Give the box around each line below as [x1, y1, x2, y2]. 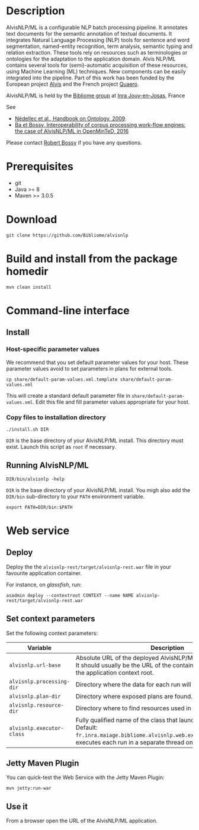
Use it [6, 802, 28, 812]
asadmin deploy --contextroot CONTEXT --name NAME [6, 592, 134, 598]
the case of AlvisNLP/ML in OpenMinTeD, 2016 [14, 127, 129, 135]
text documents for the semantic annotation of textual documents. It [6, 30, 172, 37]
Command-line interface [6, 304, 130, 317]
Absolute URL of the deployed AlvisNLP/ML [75, 653, 197, 662]
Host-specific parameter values [6, 345, 100, 353]
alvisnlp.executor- [9, 724, 64, 732]
